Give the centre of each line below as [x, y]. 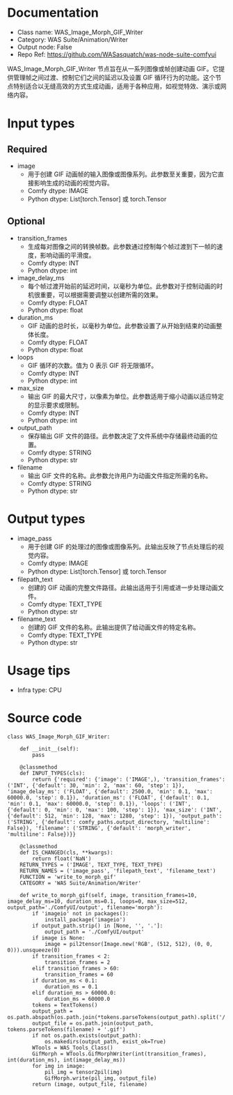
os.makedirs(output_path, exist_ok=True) [105, 1041]
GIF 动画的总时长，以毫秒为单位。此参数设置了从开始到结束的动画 [122, 326]
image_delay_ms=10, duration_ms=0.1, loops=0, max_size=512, [98, 901]
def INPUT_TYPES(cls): [53, 773]
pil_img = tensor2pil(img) [83, 1072]
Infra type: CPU [40, 690]
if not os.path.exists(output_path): [87, 1035]
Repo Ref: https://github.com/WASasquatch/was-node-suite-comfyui [117, 54]
